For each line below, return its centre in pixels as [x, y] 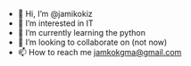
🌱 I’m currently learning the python [81, 33]
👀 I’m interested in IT [55, 23]
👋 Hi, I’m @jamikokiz [55, 14]
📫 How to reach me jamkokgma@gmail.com [100, 52]
